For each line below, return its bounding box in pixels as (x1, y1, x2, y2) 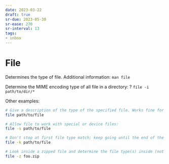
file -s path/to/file (5, 126, 51, 131)
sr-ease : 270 (5, 21, 33, 27)
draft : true (5, 12, 30, 17)
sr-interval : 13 (5, 26, 39, 31)
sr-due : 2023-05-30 (5, 17, 47, 22)
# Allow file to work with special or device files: (5, 122, 119, 127)
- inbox (5, 36, 22, 41)
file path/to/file (5, 112, 44, 118)
